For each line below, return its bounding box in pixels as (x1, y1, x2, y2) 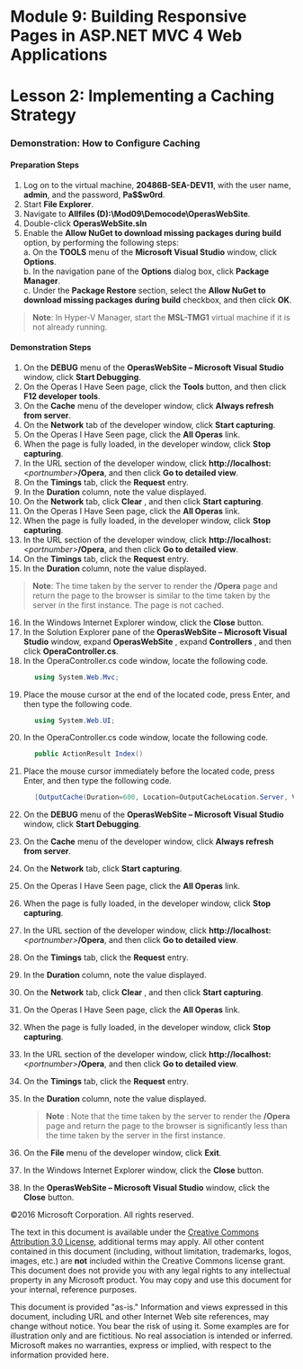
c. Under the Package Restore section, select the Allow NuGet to (22, 285, 266, 295)
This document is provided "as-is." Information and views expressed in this (10, 1301, 289, 1312)
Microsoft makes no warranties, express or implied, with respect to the (10, 1340, 272, 1351)
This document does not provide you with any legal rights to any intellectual (10, 1265, 290, 1276)
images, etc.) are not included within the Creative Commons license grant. (10, 1256, 286, 1266)
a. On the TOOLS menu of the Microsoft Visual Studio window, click (22, 246, 278, 258)
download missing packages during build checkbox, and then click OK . (22, 295, 292, 305)
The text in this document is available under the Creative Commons (10, 1227, 260, 1238)
